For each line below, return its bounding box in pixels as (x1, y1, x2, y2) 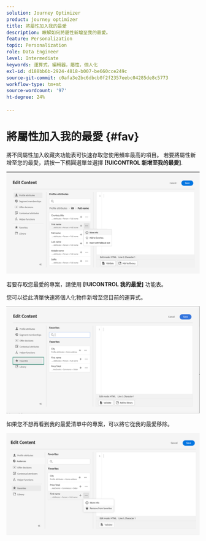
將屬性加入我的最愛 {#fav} (6, 130, 140, 144)
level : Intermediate (6, 55, 59, 61)
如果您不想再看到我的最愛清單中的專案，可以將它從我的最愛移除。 (6, 420, 173, 427)
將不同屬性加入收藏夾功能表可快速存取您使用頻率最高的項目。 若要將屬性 (6, 151, 191, 158)
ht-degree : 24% (6, 94, 45, 101)
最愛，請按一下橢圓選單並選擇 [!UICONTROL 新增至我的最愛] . (27, 158, 183, 166)
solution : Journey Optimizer (6, 10, 81, 16)
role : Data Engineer (6, 49, 59, 55)
